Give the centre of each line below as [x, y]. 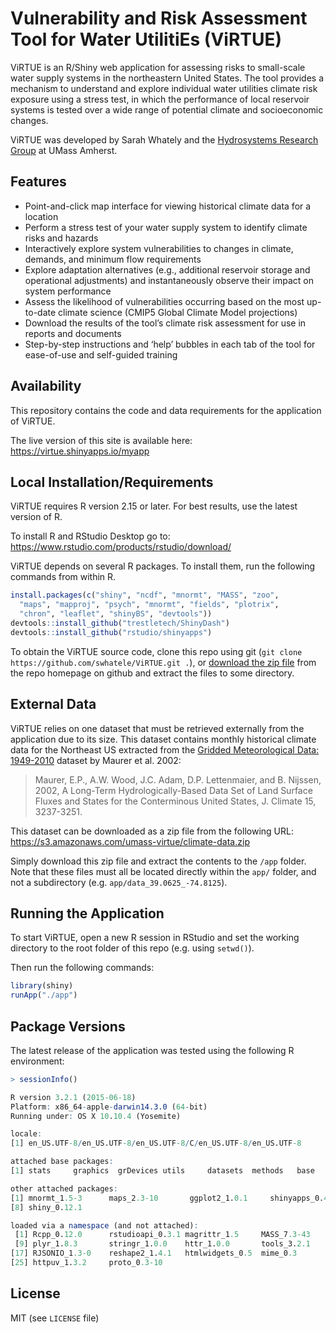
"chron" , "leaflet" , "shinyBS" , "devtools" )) [116, 614]
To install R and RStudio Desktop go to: [90, 536]
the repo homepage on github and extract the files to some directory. [152, 673]
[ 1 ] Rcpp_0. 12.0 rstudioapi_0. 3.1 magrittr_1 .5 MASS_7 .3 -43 [162, 1235]
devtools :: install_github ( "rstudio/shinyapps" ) [111, 632]
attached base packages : [62, 1162]
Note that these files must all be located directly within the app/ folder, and [163, 871]
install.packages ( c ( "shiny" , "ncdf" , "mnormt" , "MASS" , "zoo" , [145, 595]
